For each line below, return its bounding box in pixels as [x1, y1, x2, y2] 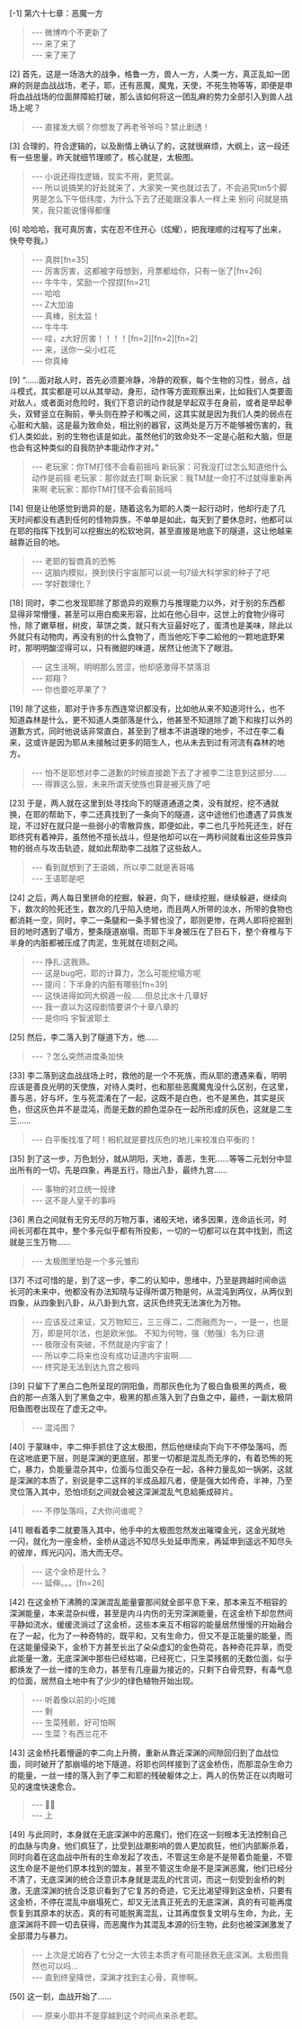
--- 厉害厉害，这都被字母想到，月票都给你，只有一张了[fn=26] [31, 266, 262, 276]
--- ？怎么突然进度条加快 [31, 1051, 124, 1061]
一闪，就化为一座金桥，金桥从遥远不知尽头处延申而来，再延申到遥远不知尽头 [9, 1536, 293, 1547]
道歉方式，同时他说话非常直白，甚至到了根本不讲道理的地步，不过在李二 [9, 726, 277, 736]
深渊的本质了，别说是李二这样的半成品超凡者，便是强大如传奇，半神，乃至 [16, 1475, 293, 1485]
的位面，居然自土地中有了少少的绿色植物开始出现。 [9, 1675, 199, 1686]
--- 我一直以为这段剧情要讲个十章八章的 [31, 1002, 180, 1012]
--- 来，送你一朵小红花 [31, 345, 117, 355]
